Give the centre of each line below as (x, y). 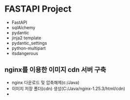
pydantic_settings (29, 43)
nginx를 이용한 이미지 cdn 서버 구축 (56, 70)
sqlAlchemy (23, 27)
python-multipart (28, 48)
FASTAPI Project (38, 9)
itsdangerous (25, 53)
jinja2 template (26, 38)
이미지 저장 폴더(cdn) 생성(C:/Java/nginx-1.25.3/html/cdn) (68, 88)
